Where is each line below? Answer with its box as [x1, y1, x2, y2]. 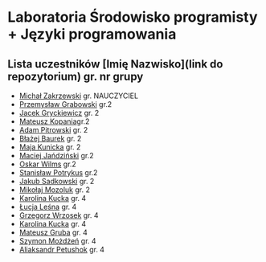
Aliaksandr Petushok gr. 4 [18, 245, 105, 254]
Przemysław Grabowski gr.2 [18, 100, 113, 108]
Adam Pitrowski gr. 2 [18, 125, 88, 134]
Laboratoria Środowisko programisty [7, 8, 258, 27]
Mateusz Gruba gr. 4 [18, 227, 88, 237]
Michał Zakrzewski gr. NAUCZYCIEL [18, 91, 138, 100]
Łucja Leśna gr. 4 [18, 202, 77, 211]
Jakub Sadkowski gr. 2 [18, 177, 95, 186]
